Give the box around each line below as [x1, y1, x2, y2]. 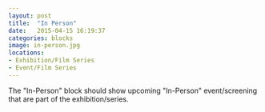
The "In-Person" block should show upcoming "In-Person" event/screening [8, 86, 258, 95]
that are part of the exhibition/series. [8, 94, 130, 104]
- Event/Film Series [8, 64, 78, 72]
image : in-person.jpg [8, 42, 81, 50]
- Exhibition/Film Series [8, 57, 94, 65]
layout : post [8, 11, 52, 20]
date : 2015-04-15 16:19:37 [8, 26, 106, 34]
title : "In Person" [8, 19, 78, 27]
